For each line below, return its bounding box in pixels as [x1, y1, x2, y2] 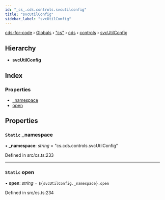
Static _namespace [5, 131, 53, 138]
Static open [5, 169, 34, 176]
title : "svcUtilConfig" [5, 12, 54, 17]
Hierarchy [5, 44, 36, 52]
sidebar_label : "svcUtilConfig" [5, 16, 71, 21]
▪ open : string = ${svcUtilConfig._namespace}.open [5, 180, 110, 186]
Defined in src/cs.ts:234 [5, 190, 54, 196]
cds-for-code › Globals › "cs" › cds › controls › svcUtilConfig [5, 30, 128, 36]
